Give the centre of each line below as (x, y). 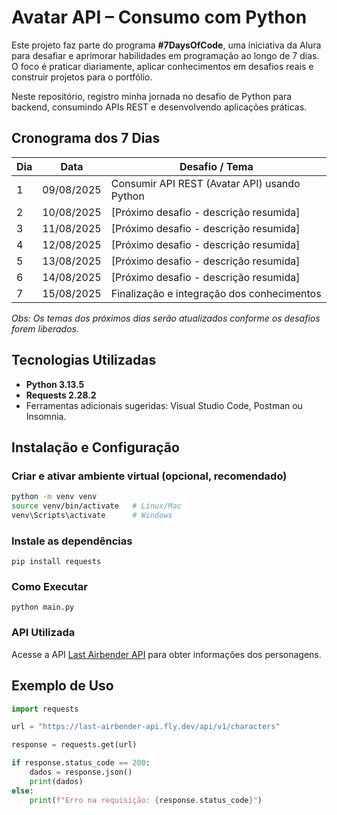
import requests (45, 709)
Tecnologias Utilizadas (84, 360)
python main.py (43, 607)
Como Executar (49, 587)
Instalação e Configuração (95, 447)
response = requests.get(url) (74, 745)
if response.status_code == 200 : (81, 763)
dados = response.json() (81, 772)
